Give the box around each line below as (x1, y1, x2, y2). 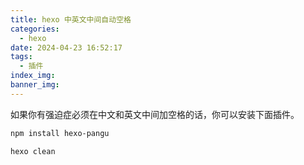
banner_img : (10, 80, 60, 90)
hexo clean (10, 146, 56, 156)
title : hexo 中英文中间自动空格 (10, 14, 132, 25)
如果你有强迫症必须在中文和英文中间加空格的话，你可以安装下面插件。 (10, 108, 300, 120)
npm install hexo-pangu (10, 128, 110, 138)
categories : (10, 24, 60, 34)
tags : (10, 52, 33, 62)
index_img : (10, 71, 56, 81)
